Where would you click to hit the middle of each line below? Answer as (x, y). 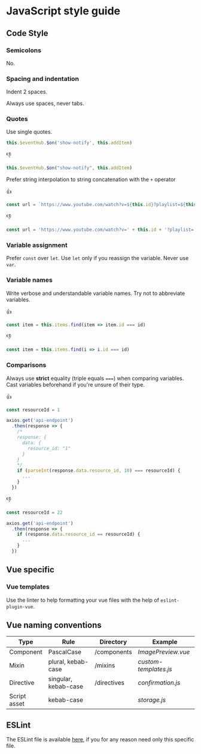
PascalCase (65, 652)
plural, (57, 662)
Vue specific (31, 570)
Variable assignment (37, 245)
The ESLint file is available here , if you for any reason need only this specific (100, 740)
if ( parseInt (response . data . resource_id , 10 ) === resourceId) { (99, 471)
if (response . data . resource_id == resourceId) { (79, 535)
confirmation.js (159, 683)
